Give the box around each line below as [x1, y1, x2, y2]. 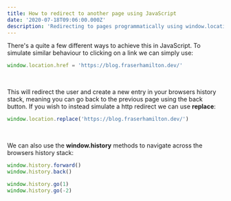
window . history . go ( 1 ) [7, 180, 69, 187]
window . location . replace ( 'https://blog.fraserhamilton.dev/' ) [7, 116, 189, 123]
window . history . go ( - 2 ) [7, 187, 72, 194]
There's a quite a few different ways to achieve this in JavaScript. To [7, 42, 201, 50]
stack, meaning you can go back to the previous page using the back [7, 95, 203, 104]
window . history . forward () [7, 162, 81, 169]
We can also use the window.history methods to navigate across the [7, 141, 203, 150]
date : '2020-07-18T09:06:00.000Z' [7, 16, 107, 23]
